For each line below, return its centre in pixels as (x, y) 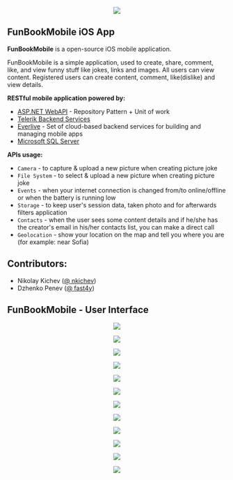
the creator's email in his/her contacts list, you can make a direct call (115, 227)
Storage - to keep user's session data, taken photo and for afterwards (117, 205)
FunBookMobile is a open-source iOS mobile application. (89, 49)
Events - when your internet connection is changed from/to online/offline (121, 190)
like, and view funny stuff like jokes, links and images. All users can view (111, 70)
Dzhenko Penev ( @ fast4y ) (56, 288)
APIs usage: (25, 154)
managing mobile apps (50, 134)
